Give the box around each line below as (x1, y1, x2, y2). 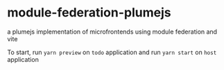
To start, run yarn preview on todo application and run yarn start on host (7, 48, 217, 56)
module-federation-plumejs (7, 5, 171, 21)
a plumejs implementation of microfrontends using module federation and (7, 27, 217, 36)
